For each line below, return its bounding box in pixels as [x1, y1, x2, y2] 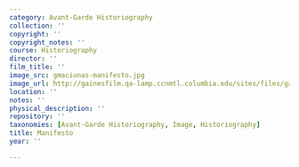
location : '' [9, 87, 58, 96]
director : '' [9, 54, 58, 63]
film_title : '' [9, 63, 66, 72]
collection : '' [9, 21, 66, 30]
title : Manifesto [9, 129, 74, 138]
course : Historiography [9, 46, 98, 55]
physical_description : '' [9, 104, 105, 113]
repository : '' [9, 112, 66, 121]
